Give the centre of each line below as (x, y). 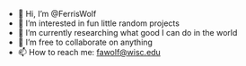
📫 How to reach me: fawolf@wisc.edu (89, 52)
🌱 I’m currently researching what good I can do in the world (127, 33)
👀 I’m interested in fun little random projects (98, 23)
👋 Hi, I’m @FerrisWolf (57, 14)
